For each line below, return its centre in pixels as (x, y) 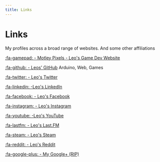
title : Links (19, 10)
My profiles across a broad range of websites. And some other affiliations (80, 48)
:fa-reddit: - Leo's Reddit (30, 144)
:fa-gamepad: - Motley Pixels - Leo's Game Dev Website (63, 58)
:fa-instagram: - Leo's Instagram (38, 106)
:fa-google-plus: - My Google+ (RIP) (42, 154)
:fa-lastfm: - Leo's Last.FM (32, 125)
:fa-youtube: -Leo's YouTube (34, 115)
